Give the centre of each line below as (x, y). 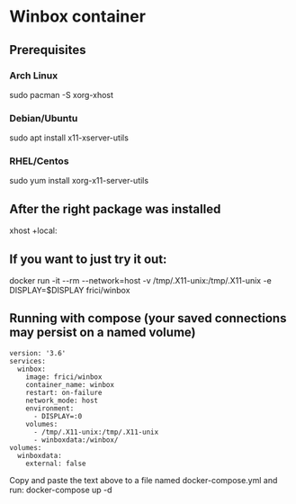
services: (28, 361)
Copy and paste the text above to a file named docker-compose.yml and (144, 480)
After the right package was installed (115, 209)
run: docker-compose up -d (61, 490)
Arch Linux (34, 76)
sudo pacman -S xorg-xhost (62, 94)
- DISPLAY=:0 (58, 416)
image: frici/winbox (64, 377)
